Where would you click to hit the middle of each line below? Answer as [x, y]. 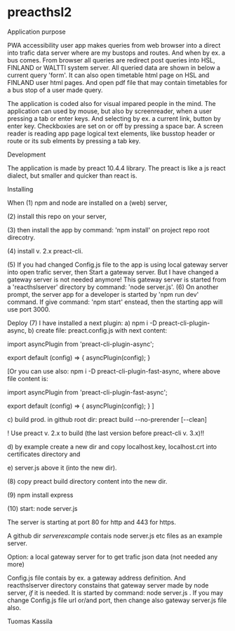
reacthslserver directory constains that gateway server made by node [108, 585]
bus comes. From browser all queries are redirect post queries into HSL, [111, 60]
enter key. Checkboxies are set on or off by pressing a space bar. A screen [115, 126]
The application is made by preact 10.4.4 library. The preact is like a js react [116, 168]
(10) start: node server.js [42, 508]
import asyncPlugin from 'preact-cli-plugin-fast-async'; [88, 392]
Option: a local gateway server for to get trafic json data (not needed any [113, 557]
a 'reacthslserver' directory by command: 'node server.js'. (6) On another [113, 287]
